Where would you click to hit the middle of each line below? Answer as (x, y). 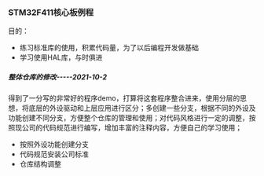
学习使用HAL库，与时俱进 (61, 57)
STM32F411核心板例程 (51, 12)
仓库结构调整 (40, 164)
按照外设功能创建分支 (54, 145)
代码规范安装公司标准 (54, 154)
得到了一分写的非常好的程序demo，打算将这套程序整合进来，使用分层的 (124, 98)
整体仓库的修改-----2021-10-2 (58, 77)
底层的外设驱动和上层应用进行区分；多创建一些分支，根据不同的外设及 (142, 108)
